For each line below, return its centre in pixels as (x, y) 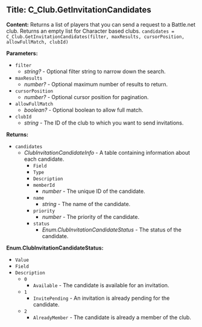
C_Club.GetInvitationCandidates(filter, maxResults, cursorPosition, (96, 37)
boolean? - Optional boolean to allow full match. (84, 110)
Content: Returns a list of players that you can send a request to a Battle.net (101, 24)
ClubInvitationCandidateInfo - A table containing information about (107, 152)
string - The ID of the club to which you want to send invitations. (104, 123)
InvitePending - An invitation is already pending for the (101, 298)
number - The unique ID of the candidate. (94, 191)
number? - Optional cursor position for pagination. (86, 97)
